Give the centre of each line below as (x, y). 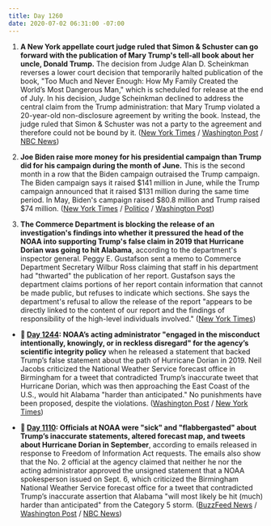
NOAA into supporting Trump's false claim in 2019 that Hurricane (132, 241)
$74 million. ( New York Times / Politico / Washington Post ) (117, 208)
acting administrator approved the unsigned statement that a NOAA (132, 470)
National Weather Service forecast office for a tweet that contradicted (136, 487)
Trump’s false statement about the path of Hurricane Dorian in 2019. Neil (141, 360)
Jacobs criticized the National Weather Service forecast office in (128, 368)
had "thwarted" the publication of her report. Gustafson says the (128, 275)
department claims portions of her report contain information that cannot (141, 284)
